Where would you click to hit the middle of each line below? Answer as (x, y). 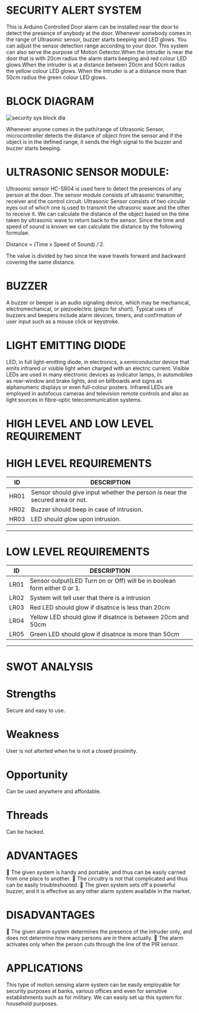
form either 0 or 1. (55, 588)
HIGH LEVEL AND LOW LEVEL (80, 424)
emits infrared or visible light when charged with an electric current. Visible (98, 368)
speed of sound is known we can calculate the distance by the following (94, 226)
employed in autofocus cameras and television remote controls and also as (97, 393)
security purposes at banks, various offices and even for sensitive (87, 991)
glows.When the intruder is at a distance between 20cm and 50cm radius (96, 64)
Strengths (31, 694)
